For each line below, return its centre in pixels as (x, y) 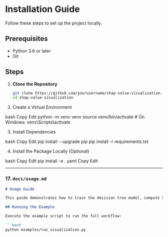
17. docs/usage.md (26, 178)
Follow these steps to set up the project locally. (54, 23)
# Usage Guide (20, 189)
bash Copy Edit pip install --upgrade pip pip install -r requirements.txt (77, 141)
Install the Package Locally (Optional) (51, 151)
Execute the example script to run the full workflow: (63, 216)
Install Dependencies (34, 132)
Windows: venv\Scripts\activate (38, 122)
